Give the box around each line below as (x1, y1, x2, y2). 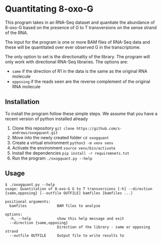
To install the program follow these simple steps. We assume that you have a (5, 111, 158, 116)
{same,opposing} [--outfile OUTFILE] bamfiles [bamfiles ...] (5, 191, 133, 195)
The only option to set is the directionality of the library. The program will (5, 53, 150, 59)
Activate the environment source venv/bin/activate (12, 145, 116, 151)
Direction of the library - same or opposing (57, 225, 150, 229)
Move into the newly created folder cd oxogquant (12, 134, 109, 140)
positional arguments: (5, 199, 51, 204)
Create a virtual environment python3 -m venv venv (12, 140, 114, 146)
